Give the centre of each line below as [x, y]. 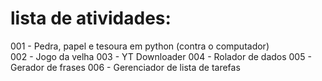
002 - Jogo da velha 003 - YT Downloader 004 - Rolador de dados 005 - [161, 56]
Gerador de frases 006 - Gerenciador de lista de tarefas [125, 67]
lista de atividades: [91, 18]
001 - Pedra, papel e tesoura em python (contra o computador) [140, 46]
